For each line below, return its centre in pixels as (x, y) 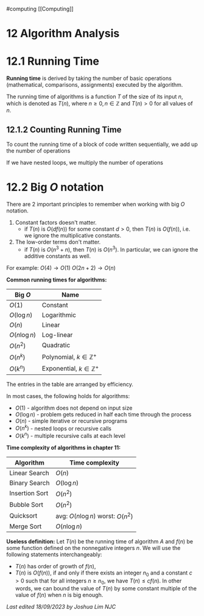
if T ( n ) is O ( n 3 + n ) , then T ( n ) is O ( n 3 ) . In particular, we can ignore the (111, 248)
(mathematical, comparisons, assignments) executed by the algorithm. (95, 85)
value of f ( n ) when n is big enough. (59, 595)
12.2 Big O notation (55, 187)
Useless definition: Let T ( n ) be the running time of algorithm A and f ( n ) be (100, 541)
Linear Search (30, 473)
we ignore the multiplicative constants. (73, 235)
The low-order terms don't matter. (58, 242)
